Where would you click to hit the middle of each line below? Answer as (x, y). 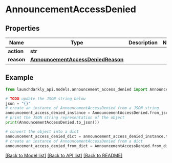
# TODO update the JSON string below (46, 99)
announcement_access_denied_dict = (43, 136)
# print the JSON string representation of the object (65, 118)
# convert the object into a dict (42, 131)
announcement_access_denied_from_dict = (49, 146)
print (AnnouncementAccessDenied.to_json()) (52, 123)
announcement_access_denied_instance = (48, 113)
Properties (23, 28)
